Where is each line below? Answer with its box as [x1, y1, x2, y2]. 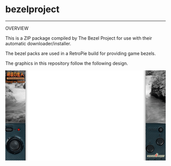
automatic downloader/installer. [5, 40, 71, 46]
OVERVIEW [5, 25, 29, 31]
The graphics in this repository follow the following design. [5, 60, 128, 66]
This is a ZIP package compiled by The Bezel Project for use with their [5, 35, 153, 41]
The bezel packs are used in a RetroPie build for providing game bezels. [5, 50, 156, 57]
